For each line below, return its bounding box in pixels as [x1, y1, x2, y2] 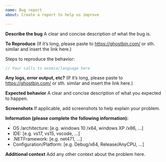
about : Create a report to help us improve [5, 12, 100, 17]
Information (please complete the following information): [5, 115, 129, 121]
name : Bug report [5, 7, 42, 13]
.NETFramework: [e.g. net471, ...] [12, 136, 83, 142]
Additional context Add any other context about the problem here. [5, 151, 146, 157]
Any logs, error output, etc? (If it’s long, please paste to [5, 75, 123, 81]
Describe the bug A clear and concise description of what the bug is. [5, 31, 151, 37]
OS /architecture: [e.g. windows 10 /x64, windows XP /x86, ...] [12, 125, 144, 131]
